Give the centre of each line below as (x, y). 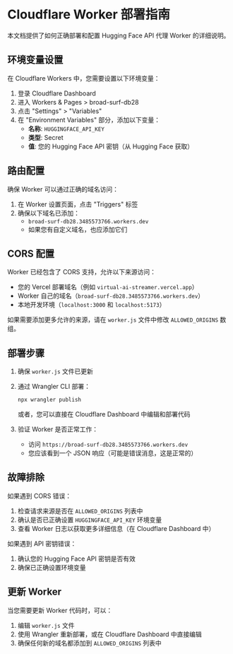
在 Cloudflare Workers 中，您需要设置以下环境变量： (84, 78)
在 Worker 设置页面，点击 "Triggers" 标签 (78, 204)
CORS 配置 (31, 253)
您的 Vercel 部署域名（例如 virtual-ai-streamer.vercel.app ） (108, 287)
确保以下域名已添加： (48, 213)
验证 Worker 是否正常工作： (58, 429)
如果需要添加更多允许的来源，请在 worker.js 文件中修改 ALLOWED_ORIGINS (113, 320)
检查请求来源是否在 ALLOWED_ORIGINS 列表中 (80, 510)
